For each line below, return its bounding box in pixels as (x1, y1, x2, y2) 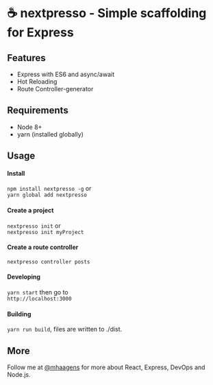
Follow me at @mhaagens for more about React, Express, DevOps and (7, 363, 205, 371)
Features (7, 52, 46, 64)
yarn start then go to (7, 288, 68, 296)
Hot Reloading (16, 78, 58, 86)
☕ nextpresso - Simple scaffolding (7, 5, 207, 21)
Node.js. (7, 371, 31, 379)
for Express (7, 25, 74, 40)
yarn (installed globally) (16, 130, 84, 138)
